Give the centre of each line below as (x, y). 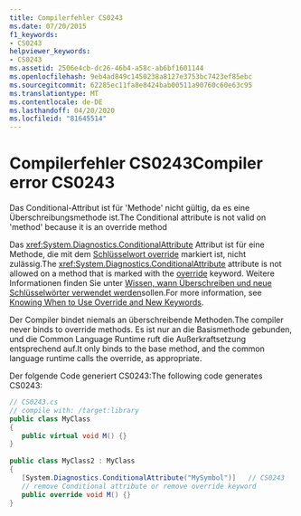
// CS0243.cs (34, 402)
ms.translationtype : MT (54, 93)
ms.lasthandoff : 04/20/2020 (62, 110)
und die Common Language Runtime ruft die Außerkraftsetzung (128, 339)
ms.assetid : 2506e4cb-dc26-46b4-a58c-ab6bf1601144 (107, 69)
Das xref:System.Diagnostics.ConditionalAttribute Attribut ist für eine (137, 244)
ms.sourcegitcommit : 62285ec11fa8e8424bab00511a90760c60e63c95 (131, 85)
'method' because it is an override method (88, 227)
